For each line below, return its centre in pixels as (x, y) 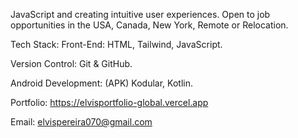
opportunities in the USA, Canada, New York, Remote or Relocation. (149, 25)
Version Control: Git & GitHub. (71, 63)
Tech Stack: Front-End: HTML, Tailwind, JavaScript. (116, 44)
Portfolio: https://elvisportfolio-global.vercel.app (109, 102)
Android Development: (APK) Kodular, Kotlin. (101, 83)
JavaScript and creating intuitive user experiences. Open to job (140, 14)
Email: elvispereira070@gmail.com (81, 122)
